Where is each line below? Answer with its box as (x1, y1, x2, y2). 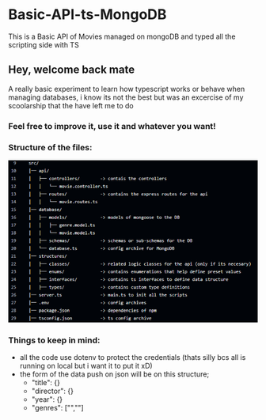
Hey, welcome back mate (8, 63, 135, 77)
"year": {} (31, 394, 63, 404)
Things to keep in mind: (8, 335, 101, 346)
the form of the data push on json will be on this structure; (19, 369, 210, 379)
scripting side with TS (8, 40, 79, 49)
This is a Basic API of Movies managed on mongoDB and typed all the (8, 32, 236, 41)
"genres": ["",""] (31, 403, 85, 412)
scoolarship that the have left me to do (8, 100, 134, 110)
